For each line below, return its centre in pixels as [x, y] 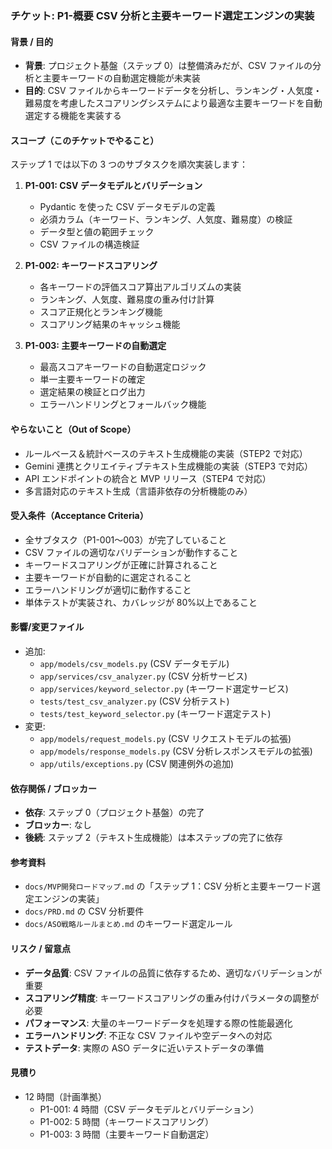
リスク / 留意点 [41, 948]
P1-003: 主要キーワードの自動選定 [95, 346]
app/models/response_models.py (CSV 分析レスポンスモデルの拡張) [176, 751]
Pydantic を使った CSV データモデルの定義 [127, 207]
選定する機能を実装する [73, 116]
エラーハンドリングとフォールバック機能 [123, 404]
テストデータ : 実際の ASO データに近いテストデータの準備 [144, 1048]
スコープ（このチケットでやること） [85, 140]
